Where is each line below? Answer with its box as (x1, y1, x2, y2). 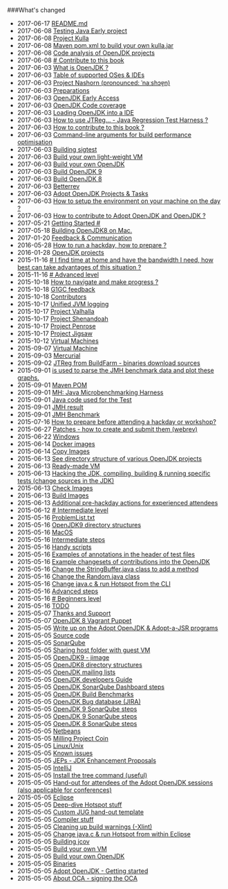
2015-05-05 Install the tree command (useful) (17, 771, 148, 779)
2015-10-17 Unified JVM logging (17, 300, 109, 308)
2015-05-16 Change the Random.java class (17, 572, 140, 581)
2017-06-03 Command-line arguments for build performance (17, 131, 192, 139)
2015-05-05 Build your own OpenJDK (17, 852, 125, 860)
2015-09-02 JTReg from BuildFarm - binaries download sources (17, 359, 200, 367)
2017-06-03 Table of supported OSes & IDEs (17, 71, 145, 79)
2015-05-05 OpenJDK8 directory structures (17, 661, 143, 669)
